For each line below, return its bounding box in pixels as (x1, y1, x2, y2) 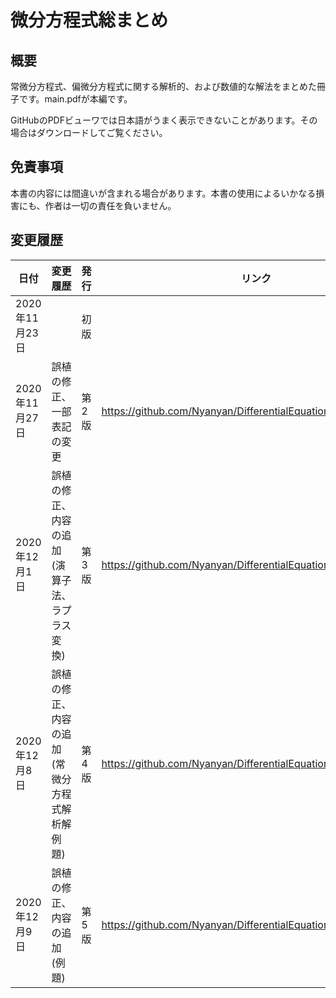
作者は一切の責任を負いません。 (44, 199, 177, 211)
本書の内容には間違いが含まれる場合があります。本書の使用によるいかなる (10, 187, 317, 199)
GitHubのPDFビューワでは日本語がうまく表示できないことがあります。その (10, 114, 318, 126)
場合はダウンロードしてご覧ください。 (10, 127, 168, 138)
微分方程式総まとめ (10, 9, 169, 32)
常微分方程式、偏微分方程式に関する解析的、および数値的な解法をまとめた (10, 81, 317, 92)
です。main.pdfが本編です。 (18, 93, 133, 105)
